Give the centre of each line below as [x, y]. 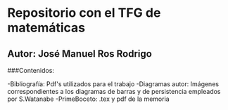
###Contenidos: [31, 70]
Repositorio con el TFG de [84, 13]
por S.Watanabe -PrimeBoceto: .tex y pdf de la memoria [89, 99]
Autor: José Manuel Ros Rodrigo [80, 54]
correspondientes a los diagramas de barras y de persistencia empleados [114, 91]
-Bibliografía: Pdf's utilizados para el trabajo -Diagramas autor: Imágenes [113, 84]
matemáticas [46, 28]
